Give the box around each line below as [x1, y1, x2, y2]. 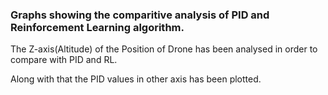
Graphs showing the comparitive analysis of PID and [10, 8, 270, 22]
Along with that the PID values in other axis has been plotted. [10, 73, 262, 85]
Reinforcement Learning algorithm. [10, 20, 185, 34]
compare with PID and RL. [10, 54, 118, 66]
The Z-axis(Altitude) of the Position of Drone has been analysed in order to [10, 43, 318, 55]
